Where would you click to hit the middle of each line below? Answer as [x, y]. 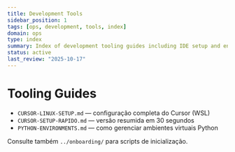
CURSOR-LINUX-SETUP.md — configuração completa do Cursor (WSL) [114, 113]
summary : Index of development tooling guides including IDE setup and [114, 46]
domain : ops [24, 33]
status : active [29, 53]
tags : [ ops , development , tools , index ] [67, 26]
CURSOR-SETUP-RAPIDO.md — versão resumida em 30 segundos [106, 120]
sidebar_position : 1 [37, 20]
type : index [24, 40]
